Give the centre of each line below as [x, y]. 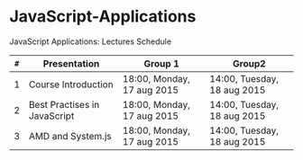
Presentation [71, 63]
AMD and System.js [70, 136]
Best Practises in [64, 104]
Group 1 [162, 63]
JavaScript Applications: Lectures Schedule [91, 41]
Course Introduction [71, 84]
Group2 [249, 63]
